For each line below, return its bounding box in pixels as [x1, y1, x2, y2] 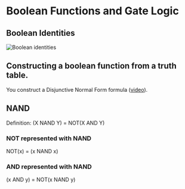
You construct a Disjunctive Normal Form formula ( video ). [6, 86, 148, 93]
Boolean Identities [6, 28, 76, 38]
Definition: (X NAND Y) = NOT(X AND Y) [6, 119, 105, 126]
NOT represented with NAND [6, 134, 91, 142]
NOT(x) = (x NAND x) [6, 147, 58, 154]
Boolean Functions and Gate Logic [6, 4, 179, 18]
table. [6, 70, 29, 80]
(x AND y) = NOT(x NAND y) [6, 176, 76, 183]
